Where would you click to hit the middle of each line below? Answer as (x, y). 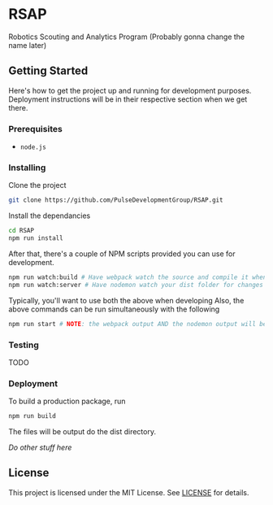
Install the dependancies (50, 215)
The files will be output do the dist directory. (82, 432)
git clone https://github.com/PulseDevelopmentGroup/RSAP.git (116, 200)
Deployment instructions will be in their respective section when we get (128, 99)
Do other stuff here (40, 447)
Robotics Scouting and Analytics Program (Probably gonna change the (127, 37)
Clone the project (37, 185)
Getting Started (48, 71)
